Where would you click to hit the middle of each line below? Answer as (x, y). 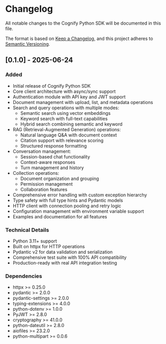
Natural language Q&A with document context (69, 135)
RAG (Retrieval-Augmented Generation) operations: (67, 129)
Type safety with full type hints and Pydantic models (68, 200)
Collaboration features (44, 189)
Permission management (46, 184)
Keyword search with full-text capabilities (64, 118)
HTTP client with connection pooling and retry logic (67, 206)
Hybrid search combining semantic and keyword (71, 124)
